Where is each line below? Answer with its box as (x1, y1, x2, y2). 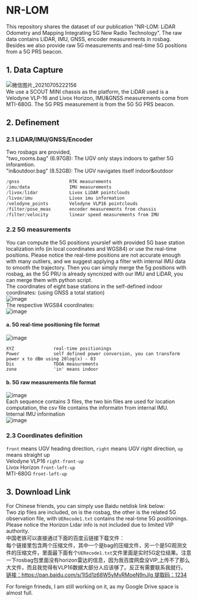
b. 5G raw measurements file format (6, 378, 96, 386)
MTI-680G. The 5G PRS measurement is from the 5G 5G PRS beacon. (6, 101, 175, 108)
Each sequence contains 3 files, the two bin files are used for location (6, 398, 175, 405)
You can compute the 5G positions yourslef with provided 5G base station (6, 239, 185, 246)
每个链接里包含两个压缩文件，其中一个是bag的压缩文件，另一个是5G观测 (6, 542, 182, 549)
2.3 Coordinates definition (6, 431, 83, 440)
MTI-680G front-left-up (6, 470, 68, 477)
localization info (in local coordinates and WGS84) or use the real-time (6, 245, 177, 252)
